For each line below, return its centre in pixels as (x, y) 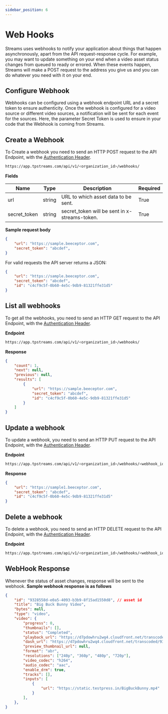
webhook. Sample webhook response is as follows (58, 586)
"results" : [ (28, 380)
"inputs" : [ (36, 679)
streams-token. (80, 217)
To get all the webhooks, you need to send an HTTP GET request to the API (83, 318)
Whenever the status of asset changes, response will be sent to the (74, 581)
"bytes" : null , (30, 609)
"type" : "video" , (32, 614)
